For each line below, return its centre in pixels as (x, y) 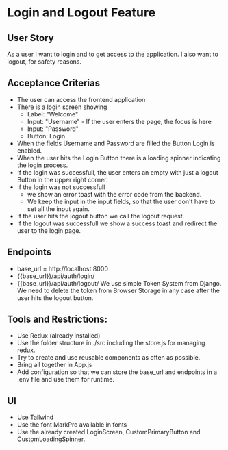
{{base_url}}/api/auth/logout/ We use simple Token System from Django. (119, 283)
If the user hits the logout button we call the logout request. (101, 216)
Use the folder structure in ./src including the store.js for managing (111, 343)
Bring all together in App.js (54, 365)
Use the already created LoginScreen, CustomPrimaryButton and (109, 432)
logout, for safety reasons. (45, 62)
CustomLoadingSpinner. (51, 439)
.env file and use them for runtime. (66, 379)
